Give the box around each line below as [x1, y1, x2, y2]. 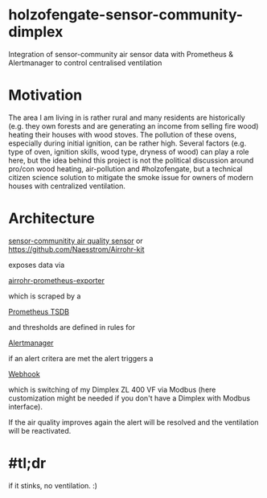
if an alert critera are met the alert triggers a [8, 353, 154, 363]
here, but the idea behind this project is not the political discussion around [8, 155, 254, 165]
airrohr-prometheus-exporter [8, 275, 105, 285]
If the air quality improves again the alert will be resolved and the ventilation [8, 417, 259, 427]
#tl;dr [8, 455, 47, 472]
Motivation [8, 86, 83, 105]
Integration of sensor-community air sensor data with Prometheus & [8, 49, 233, 59]
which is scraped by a [8, 291, 81, 301]
